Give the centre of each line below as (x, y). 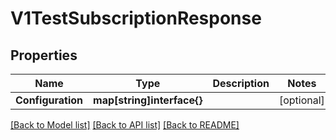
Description (241, 83)
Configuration (49, 100)
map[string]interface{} (148, 100)
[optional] (301, 100)
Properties (44, 55)
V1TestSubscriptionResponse (136, 18)
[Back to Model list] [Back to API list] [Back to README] (125, 125)
